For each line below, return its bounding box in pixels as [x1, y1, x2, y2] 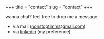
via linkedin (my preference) [12, 29, 71, 34]
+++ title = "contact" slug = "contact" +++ [5, 4, 93, 10]
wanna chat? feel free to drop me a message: [5, 14, 99, 19]
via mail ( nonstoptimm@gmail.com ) [12, 23, 86, 29]
